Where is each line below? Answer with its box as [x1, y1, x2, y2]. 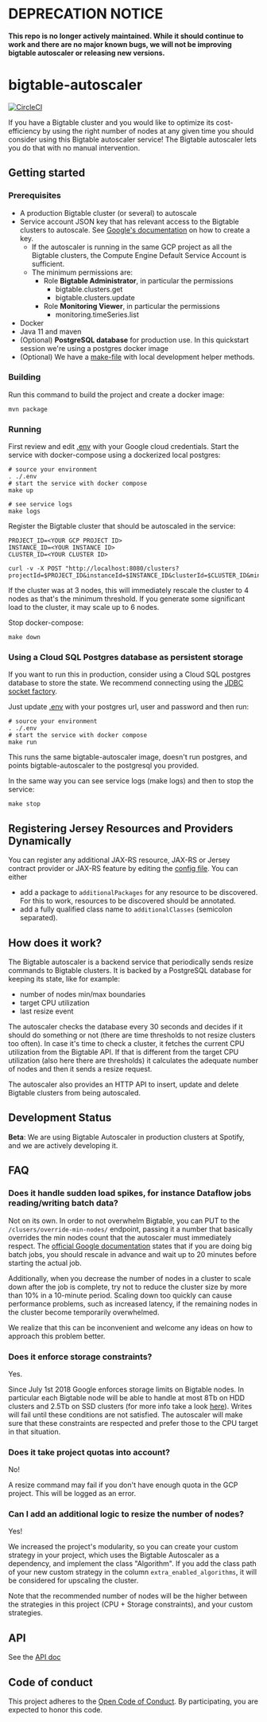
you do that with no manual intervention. [8, 143, 141, 152]
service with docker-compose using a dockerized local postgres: [8, 451, 221, 460]
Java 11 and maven [19, 326, 82, 336]
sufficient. [31, 259, 65, 268]
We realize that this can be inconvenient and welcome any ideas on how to [8, 1322, 253, 1332]
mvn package [8, 405, 48, 413]
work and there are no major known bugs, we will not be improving [8, 39, 232, 49]
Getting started [8, 166, 86, 180]
